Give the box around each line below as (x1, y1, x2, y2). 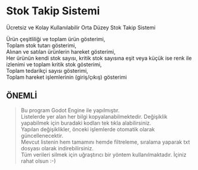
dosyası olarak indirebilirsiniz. (20, 144, 94, 152)
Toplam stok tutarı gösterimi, (6, 42, 76, 49)
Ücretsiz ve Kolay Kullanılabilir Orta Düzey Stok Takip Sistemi (6, 24, 156, 31)
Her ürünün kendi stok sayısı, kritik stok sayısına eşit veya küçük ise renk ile (6, 54, 192, 61)
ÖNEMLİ (6, 91, 38, 101)
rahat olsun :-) (20, 157, 56, 165)
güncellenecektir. (20, 132, 64, 139)
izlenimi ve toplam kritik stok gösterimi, (6, 61, 102, 68)
